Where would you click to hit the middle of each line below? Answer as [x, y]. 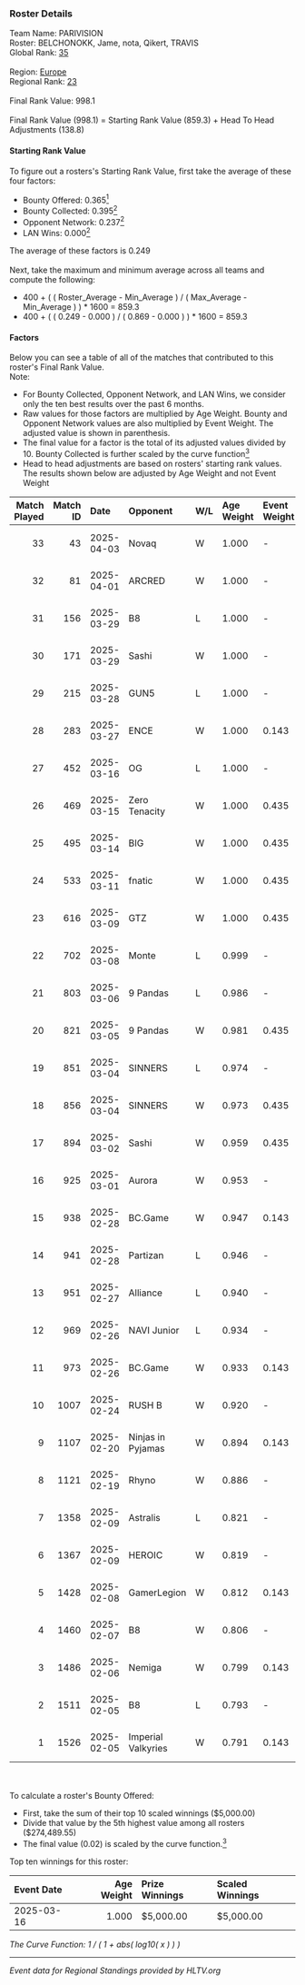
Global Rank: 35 [39, 53]
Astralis [144, 1517]
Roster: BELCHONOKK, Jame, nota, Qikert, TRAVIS [104, 43]
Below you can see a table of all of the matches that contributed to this [142, 358]
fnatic [141, 880]
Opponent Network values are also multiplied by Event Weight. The [148, 423]
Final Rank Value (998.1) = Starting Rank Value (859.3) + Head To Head [142, 120]
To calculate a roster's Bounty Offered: [82, 1795]
